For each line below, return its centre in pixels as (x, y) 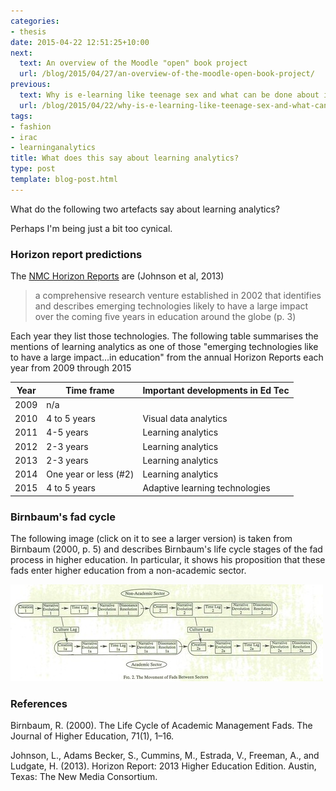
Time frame (90, 390)
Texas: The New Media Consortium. (84, 777)
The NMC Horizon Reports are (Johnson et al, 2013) (117, 276)
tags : (21, 116)
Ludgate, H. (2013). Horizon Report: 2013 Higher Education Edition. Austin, (163, 766)
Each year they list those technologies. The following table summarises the (164, 336)
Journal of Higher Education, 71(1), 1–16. (92, 736)
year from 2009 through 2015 (71, 368)
